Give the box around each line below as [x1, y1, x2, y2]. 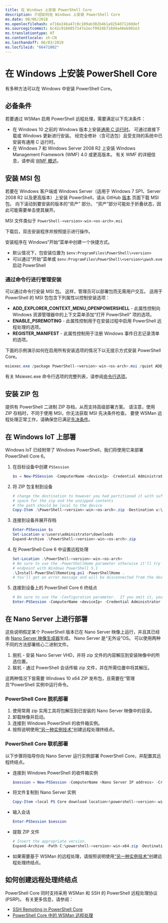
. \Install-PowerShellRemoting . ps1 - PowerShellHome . [12, 570, 125, 575]
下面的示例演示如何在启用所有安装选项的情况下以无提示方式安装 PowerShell [5, 348, 161, 354]
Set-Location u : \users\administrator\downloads [12, 532, 113, 537]
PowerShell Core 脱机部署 [5, 695, 68, 702]
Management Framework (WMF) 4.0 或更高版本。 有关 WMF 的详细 [12, 152, 151, 158]
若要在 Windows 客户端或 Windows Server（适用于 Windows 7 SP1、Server [5, 188, 161, 194]
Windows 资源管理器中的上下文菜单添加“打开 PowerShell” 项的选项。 [12, 312, 154, 318]
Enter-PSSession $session [12, 819, 66, 824]
